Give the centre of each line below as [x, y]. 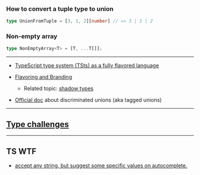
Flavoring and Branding [43, 77]
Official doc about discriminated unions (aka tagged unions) [88, 100]
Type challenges [38, 124]
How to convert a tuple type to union [60, 9]
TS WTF [21, 151]
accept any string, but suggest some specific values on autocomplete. [101, 166]
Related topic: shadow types [59, 88]
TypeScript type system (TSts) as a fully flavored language [87, 66]
